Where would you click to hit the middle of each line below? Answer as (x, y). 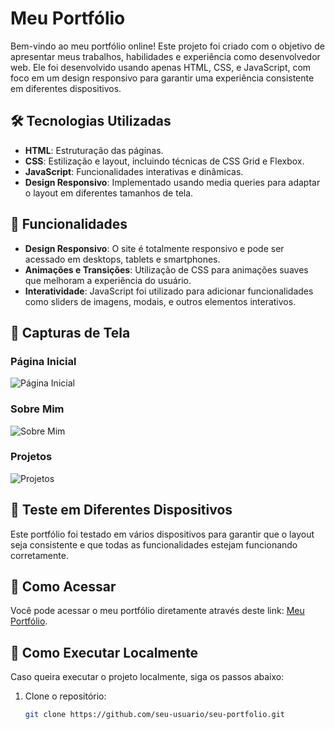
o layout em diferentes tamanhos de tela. (109, 193)
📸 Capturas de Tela (70, 332)
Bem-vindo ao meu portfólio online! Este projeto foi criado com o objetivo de (167, 46)
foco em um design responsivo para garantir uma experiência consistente (162, 78)
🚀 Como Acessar (63, 587)
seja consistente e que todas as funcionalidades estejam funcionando (154, 544)
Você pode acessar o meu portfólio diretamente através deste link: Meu (157, 611)
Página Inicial (43, 361)
